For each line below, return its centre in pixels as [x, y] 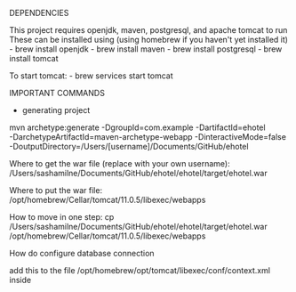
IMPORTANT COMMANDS [57, 93]
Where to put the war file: [56, 190]
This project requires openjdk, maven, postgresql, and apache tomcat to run [148, 30]
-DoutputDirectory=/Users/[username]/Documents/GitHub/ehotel [129, 146]
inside [20, 280]
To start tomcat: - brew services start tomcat [91, 76]
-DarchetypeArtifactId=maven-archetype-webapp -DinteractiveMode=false [148, 137]
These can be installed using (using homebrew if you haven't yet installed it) [149, 40]
